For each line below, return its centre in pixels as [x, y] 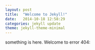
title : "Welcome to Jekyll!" [36, 14]
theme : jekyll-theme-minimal [35, 28]
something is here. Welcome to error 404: [48, 42]
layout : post [19, 10]
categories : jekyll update [33, 24]
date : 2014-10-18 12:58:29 [35, 19]
